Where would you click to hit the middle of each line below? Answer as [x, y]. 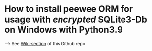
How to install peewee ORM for [69, 9]
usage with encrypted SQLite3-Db [76, 19]
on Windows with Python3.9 [64, 30]
